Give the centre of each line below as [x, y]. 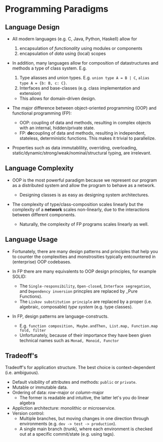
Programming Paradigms [57, 9]
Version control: [28, 413]
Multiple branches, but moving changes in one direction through [84, 419]
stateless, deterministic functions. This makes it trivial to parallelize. [88, 138]
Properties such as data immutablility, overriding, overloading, [75, 148]
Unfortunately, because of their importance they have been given [85, 335]
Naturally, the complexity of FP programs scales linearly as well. [84, 224]
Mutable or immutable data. [40, 387]
